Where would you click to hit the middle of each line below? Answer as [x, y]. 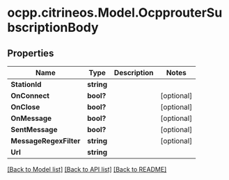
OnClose [25, 107]
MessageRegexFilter [46, 141]
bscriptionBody [53, 27]
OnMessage [31, 118]
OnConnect [30, 96]
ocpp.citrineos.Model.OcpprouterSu [115, 13]
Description [134, 73]
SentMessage [34, 130]
